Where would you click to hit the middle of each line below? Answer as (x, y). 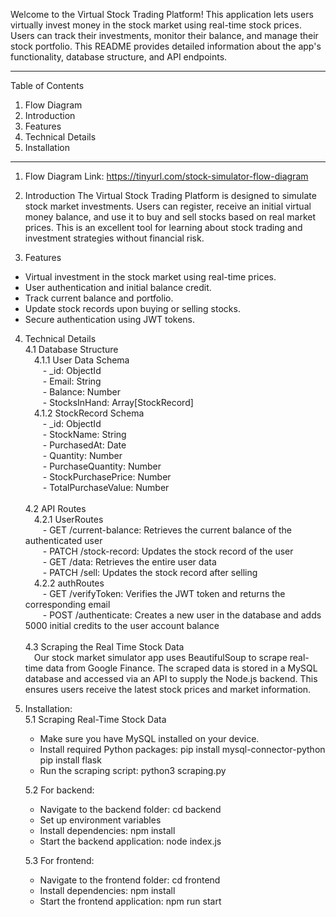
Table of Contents (47, 85)
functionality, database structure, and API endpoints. (119, 57)
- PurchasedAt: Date (84, 445)
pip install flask (70, 760)
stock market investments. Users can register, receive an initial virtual (168, 206)
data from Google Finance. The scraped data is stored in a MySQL (181, 668)
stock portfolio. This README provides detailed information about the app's (166, 46)
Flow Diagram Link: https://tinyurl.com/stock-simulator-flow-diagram (166, 176)
